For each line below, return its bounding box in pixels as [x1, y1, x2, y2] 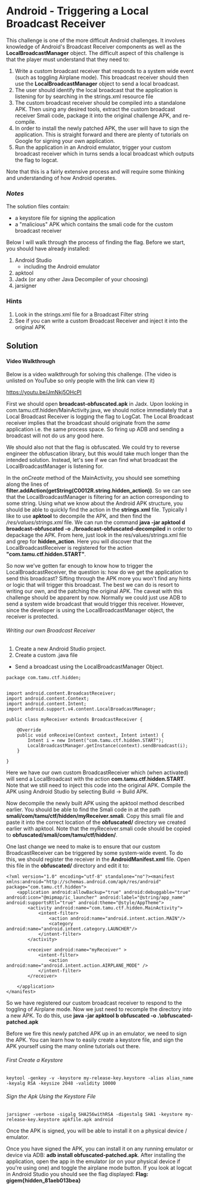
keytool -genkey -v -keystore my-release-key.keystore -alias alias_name [6, 1075, 194, 1081]
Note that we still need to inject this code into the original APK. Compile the [6, 782, 191, 789]
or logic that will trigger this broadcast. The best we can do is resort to [6, 582, 180, 589]
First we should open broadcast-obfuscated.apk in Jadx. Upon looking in [6, 400, 189, 407]
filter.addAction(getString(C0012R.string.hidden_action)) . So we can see [6, 487, 192, 494]
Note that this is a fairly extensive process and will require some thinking [6, 168, 185, 175]
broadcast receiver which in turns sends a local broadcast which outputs [14, 150, 195, 157]
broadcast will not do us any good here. [6, 432, 104, 439]
